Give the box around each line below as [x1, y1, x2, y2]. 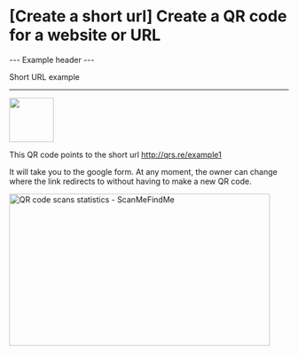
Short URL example [9, 71, 80, 82]
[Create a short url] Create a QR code [9, 6, 287, 27]
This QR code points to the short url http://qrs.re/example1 [9, 149, 222, 160]
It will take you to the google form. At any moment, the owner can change [9, 166, 278, 177]
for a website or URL [9, 25, 161, 45]
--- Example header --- [9, 54, 95, 65]
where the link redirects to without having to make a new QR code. [9, 176, 253, 186]
